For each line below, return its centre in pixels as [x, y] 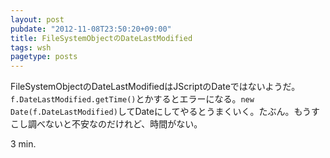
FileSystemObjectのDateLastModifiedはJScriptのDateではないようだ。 [155, 87]
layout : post [37, 19]
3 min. [23, 144]
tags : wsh [31, 47]
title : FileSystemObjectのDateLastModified [101, 38]
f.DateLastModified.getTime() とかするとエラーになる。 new [132, 99]
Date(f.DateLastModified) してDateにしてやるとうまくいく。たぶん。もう [161, 112]
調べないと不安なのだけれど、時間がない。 [115, 124]
